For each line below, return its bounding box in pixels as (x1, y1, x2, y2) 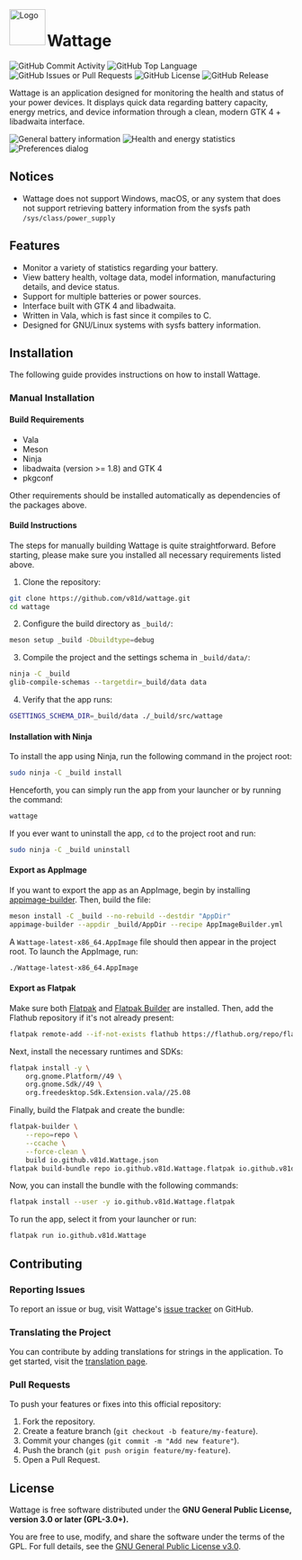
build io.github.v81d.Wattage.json (25, 1155, 159, 1164)
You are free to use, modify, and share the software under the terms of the (9, 1531, 285, 1542)
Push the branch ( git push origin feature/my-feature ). (22, 1445, 231, 1456)
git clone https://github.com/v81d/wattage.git (9, 594, 191, 603)
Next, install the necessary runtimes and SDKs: (9, 1045, 183, 1056)
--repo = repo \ (25, 1131, 78, 1140)
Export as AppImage (9, 865, 87, 875)
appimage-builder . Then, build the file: (9, 894, 151, 905)
